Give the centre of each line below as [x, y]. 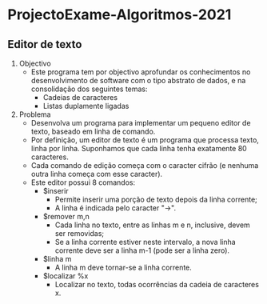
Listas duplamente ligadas [86, 106]
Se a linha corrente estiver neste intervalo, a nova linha [145, 242]
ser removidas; [80, 233]
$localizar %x [66, 276]
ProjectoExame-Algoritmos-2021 [120, 15]
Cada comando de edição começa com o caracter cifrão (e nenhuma [145, 165]
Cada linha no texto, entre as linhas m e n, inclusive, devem [153, 225]
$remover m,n [66, 216]
